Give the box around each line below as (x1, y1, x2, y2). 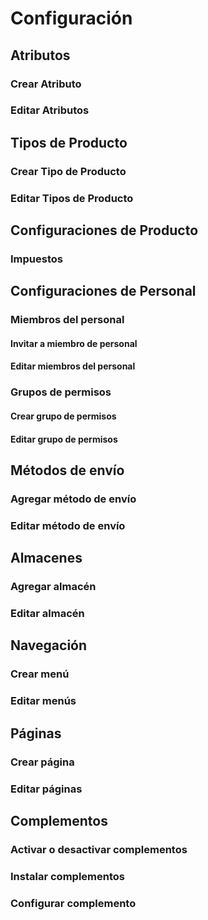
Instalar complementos (10, 869, 125, 883)
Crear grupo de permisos (10, 410, 117, 422)
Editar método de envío (10, 518, 126, 532)
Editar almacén (10, 607, 85, 621)
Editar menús (10, 694, 77, 708)
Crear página (10, 755, 75, 769)
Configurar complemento (10, 896, 137, 910)
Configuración (10, 7, 133, 30)
